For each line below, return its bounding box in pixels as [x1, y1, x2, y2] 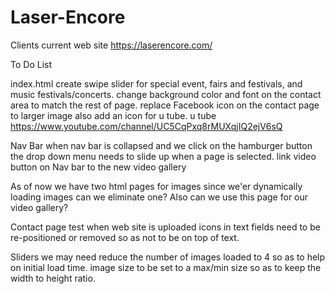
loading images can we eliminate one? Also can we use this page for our [10, 191, 309, 203]
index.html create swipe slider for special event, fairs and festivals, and [10, 77, 303, 90]
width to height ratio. [10, 272, 96, 284]
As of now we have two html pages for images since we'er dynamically [10, 180, 303, 192]
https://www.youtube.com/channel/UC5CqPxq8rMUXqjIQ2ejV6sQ [10, 120, 283, 132]
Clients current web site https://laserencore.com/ [10, 39, 213, 51]
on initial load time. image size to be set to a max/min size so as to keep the [10, 261, 322, 273]
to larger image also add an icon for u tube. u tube [10, 109, 217, 121]
